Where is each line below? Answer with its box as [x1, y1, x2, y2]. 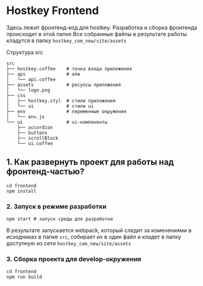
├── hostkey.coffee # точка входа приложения [6, 65, 132, 72]
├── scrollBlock [17, 135, 59, 141]
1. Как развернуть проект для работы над [6, 157, 174, 168]
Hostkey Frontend [6, 4, 99, 18]
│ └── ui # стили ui [6, 103, 94, 109]
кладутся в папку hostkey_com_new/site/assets [6, 37, 127, 44]
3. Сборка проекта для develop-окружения [6, 254, 141, 263]
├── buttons [17, 129, 48, 136]
